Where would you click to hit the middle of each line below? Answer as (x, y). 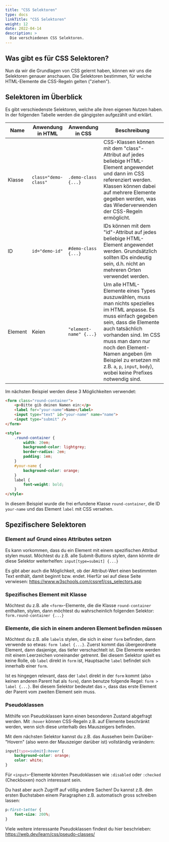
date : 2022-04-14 (23, 29)
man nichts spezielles (129, 303)
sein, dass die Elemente (131, 322)
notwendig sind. (122, 379)
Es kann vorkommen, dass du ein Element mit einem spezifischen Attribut (81, 550)
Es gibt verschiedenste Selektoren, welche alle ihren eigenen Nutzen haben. (84, 109)
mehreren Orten (122, 270)
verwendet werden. (126, 276)
